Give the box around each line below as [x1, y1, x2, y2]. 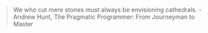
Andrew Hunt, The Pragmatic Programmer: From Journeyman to [12, 13, 196, 21]
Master [12, 20, 34, 28]
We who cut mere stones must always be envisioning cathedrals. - [12, 6, 202, 13]
